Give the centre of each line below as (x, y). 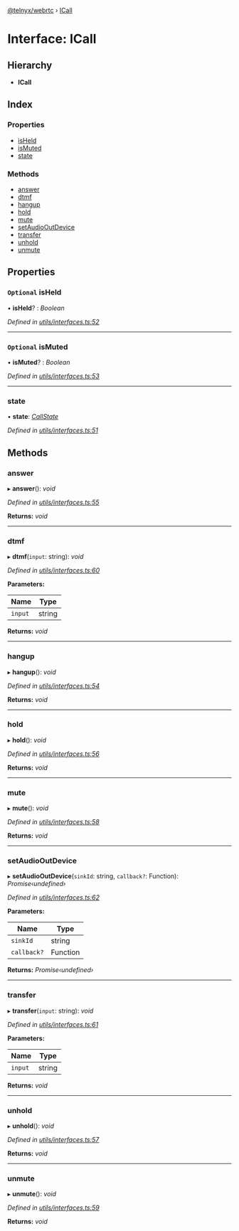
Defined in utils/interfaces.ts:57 (53, 1140)
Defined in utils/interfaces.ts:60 (54, 570)
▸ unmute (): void (32, 1194)
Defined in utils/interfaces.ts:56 (53, 754)
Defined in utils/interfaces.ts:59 (53, 1208)
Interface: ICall (52, 39)
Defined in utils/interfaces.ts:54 (54, 686)
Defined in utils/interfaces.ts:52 (53, 321)
